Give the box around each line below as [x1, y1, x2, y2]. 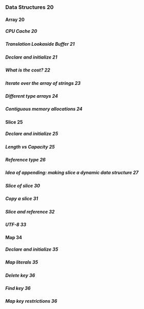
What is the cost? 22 [5, 67, 50, 73]
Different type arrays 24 [5, 93, 58, 99]
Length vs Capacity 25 [5, 143, 55, 150]
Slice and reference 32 [5, 208, 55, 214]
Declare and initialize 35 [5, 246, 58, 252]
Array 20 [5, 16, 25, 23]
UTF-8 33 [5, 221, 27, 227]
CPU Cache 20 [5, 28, 37, 34]
